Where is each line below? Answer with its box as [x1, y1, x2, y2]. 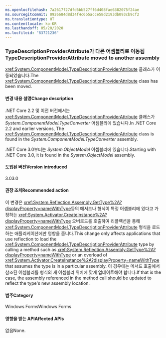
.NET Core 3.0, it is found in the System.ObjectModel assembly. [5, 152, 136, 158]
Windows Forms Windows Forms [5, 304, 71, 310]
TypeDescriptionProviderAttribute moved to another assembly [5, 54, 160, 61]
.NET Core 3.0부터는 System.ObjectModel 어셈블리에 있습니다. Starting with [5, 146, 156, 152]
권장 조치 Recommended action [5, 187, 69, 193]
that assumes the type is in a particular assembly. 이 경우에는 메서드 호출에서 [5, 263, 160, 269]
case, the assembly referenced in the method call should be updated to [5, 275, 152, 281]
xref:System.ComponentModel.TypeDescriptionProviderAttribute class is [5, 130, 155, 137]
